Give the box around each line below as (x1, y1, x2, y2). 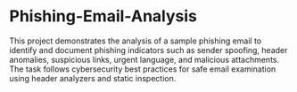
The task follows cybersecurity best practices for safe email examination (9, 64, 276, 74)
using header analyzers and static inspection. (9, 73, 177, 83)
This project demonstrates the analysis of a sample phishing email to (9, 35, 262, 46)
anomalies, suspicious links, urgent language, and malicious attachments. (9, 54, 280, 65)
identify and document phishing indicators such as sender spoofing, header (9, 44, 288, 55)
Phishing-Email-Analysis (9, 6, 198, 27)
